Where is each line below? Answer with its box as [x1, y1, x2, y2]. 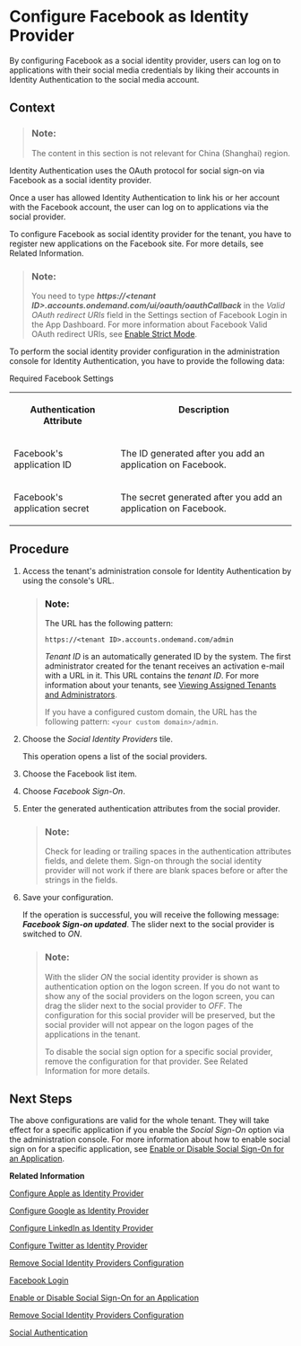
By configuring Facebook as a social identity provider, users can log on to [9, 55, 281, 66]
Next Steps [9, 1092, 73, 1107]
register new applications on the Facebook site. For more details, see [9, 238, 264, 249]
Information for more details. [44, 1065, 150, 1076]
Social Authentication [9, 1327, 88, 1338]
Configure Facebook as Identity [9, 6, 249, 27]
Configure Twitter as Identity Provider [9, 1240, 148, 1251]
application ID [13, 458, 72, 471]
